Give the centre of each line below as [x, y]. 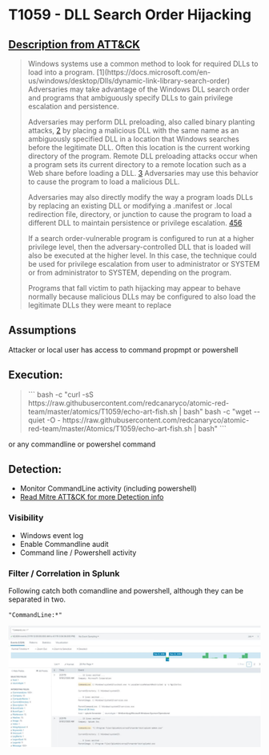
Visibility [26, 518]
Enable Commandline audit [64, 544]
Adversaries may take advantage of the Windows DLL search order [139, 89]
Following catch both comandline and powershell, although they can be [126, 591]
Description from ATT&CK [74, 45]
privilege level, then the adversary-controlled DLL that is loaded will [139, 247]
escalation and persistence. [74, 106]
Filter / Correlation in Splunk [64, 573]
